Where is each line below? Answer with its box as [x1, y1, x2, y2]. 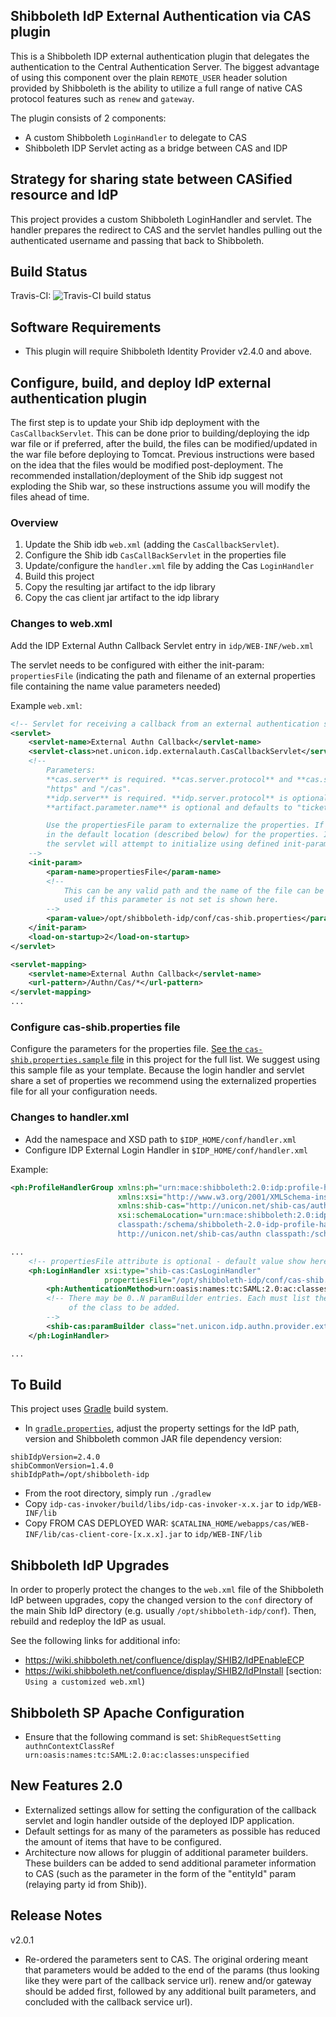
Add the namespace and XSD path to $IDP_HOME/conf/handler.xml [24, 1133, 297, 1145]
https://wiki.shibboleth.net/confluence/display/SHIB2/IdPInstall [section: [24, 1665, 322, 1677]
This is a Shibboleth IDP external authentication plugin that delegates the [10, 50, 310, 62]
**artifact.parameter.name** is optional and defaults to [46, 802, 293, 813]
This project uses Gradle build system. [10, 1403, 169, 1415]
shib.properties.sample [10, 1055, 110, 1066]
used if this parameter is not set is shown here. [63, 895, 280, 905]
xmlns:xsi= [117, 1192, 163, 1202]
